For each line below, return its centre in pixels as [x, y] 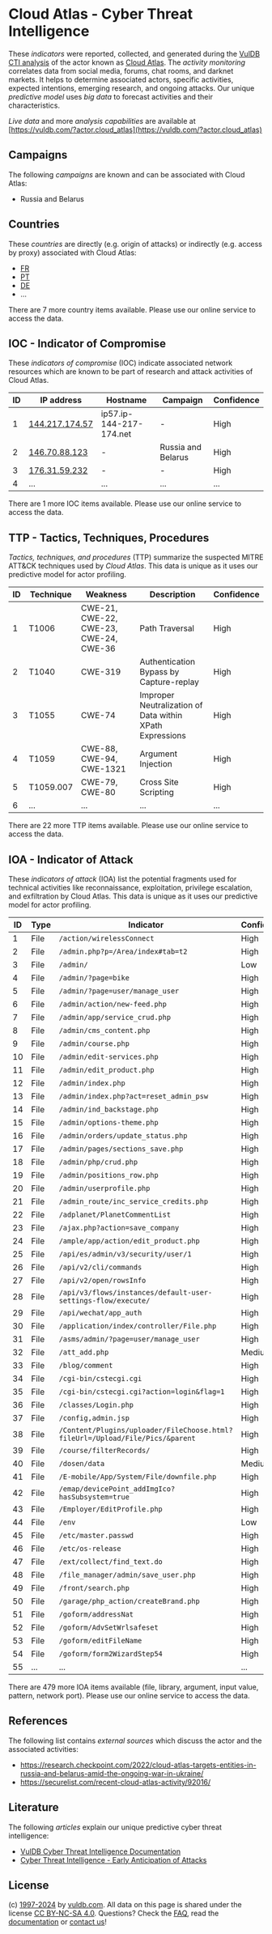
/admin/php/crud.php [98, 1162]
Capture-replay [170, 682]
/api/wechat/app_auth [100, 1313]
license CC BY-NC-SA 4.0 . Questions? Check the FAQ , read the [114, 1913]
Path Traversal [167, 628]
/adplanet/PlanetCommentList [115, 1215]
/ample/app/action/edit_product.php [129, 1241]
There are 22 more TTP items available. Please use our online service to [128, 826]
